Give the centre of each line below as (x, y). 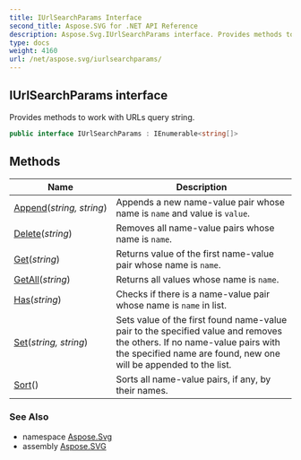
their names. (142, 390)
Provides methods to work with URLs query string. (102, 117)
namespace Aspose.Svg (67, 437)
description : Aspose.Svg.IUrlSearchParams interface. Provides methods (146, 34)
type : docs (30, 43)
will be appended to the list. (174, 364)
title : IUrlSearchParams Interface (76, 17)
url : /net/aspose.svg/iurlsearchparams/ (86, 59)
